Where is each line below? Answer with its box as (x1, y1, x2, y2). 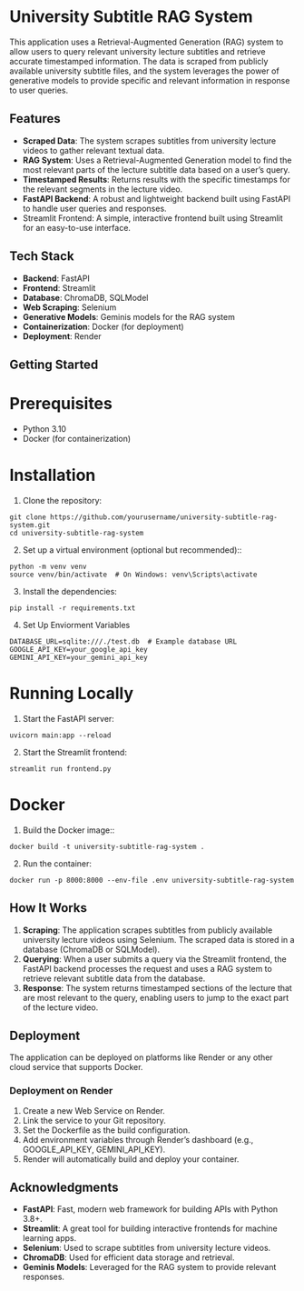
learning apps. (22, 1233, 77, 1244)
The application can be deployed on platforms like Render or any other (9, 1052, 274, 1063)
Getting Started (9, 356, 99, 372)
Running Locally (9, 684, 134, 704)
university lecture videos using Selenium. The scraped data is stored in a (22, 934, 295, 945)
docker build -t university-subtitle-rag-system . (9, 842, 205, 851)
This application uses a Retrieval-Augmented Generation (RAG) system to (9, 36, 284, 47)
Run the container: (22, 857, 93, 869)
